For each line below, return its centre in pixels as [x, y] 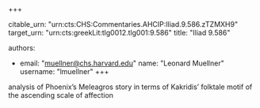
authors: [22, 48]
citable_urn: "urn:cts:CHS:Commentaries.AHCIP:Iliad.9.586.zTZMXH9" [123, 24]
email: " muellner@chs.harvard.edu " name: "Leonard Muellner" [122, 63]
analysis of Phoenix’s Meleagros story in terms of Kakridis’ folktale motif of [130, 87]
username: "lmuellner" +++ [64, 71]
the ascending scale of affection [61, 95]
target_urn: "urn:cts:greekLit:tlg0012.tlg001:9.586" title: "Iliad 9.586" [119, 33]
